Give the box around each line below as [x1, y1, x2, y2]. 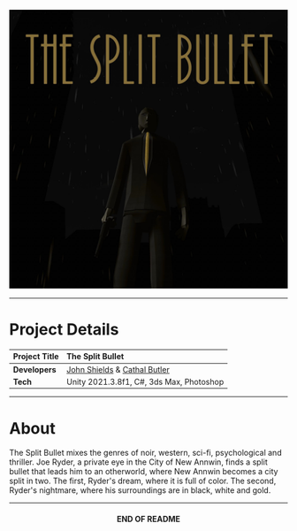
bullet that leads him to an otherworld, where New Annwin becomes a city [9, 466, 278, 477]
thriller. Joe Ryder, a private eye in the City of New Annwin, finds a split [9, 457, 268, 467]
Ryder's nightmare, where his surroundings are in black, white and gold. [9, 485, 271, 496]
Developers [12, 364, 57, 374]
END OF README [116, 513, 181, 524]
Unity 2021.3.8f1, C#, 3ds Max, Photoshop [65, 376, 225, 387]
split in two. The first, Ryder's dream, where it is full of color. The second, [9, 475, 277, 487]
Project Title [12, 351, 59, 362]
